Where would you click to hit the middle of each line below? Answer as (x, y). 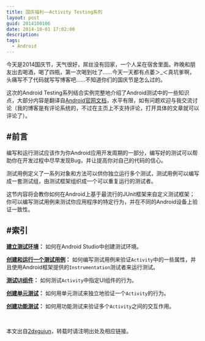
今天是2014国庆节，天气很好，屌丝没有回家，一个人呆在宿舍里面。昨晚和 (99, 64)
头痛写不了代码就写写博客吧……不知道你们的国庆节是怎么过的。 (86, 80)
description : (23, 35)
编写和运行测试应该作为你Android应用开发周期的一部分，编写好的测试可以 (99, 152)
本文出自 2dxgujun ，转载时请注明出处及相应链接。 (69, 331)
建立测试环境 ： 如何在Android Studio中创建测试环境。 (74, 246)
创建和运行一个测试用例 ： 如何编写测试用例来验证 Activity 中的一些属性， (99, 259)
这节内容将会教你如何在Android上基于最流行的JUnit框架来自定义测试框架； (101, 194)
